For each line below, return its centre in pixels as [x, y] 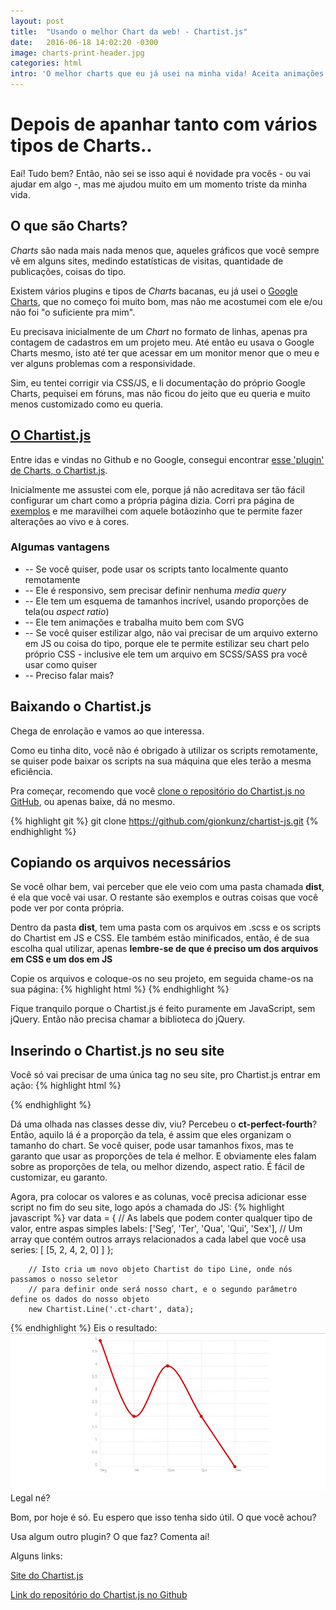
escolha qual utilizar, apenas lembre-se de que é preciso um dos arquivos [164, 949]
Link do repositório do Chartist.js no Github [99, 1595]
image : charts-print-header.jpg [77, 53]
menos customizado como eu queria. [87, 404]
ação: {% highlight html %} [66, 1086]
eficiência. [31, 771]
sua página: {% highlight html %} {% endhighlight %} [120, 989]
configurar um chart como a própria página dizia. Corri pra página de [152, 500]
